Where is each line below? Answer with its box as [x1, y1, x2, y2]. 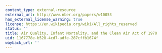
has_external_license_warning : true [5, 17, 83, 22]
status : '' [5, 26, 28, 31]
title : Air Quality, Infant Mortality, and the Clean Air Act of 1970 [5, 31, 157, 36]
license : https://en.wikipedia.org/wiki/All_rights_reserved [5, 21, 137, 27]
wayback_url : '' [5, 40, 39, 45]
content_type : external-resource [5, 7, 76, 13]
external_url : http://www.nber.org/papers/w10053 [5, 12, 112, 17]
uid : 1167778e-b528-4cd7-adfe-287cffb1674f [5, 36, 99, 41]
